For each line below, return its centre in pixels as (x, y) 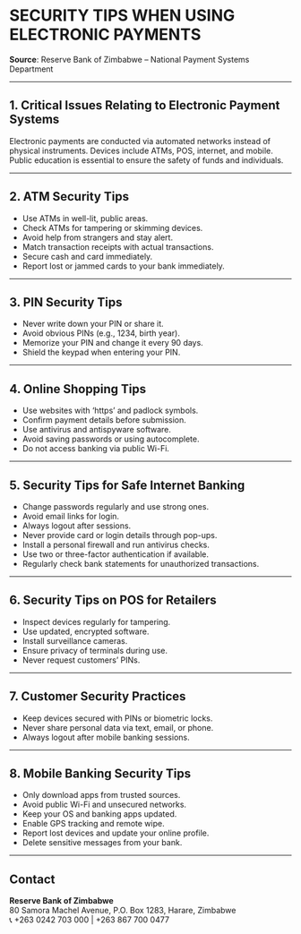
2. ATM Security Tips (69, 197)
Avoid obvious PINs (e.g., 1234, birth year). (101, 333)
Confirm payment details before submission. (104, 420)
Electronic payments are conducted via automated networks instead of (140, 141)
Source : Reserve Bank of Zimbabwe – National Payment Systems (129, 59)
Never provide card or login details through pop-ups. (120, 535)
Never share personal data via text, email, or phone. (118, 727)
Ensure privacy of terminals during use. (95, 650)
